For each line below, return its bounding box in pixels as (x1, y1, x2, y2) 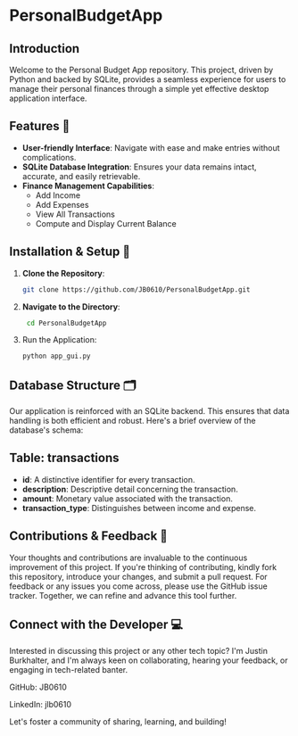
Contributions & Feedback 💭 (9, 528, 168, 544)
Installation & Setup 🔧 (9, 244, 131, 260)
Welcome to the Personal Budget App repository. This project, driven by (9, 64, 274, 75)
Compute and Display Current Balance (35, 218, 177, 228)
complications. (21, 152, 77, 162)
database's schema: (9, 425, 84, 435)
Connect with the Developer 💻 (9, 617, 184, 633)
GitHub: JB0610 (9, 682, 67, 692)
